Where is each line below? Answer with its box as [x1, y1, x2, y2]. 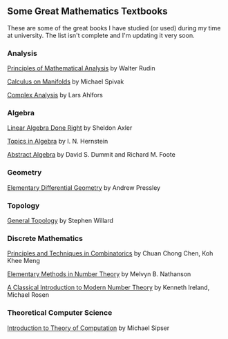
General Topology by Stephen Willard [7, 217, 114, 224]
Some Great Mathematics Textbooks [7, 6, 168, 17]
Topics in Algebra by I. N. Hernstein [7, 137, 108, 146]
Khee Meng [7, 257, 40, 265]
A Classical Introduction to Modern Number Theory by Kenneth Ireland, [7, 283, 210, 292]
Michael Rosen [7, 291, 50, 299]
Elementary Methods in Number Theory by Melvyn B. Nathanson [7, 270, 191, 278]
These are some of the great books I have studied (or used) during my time [7, 23, 221, 32]
